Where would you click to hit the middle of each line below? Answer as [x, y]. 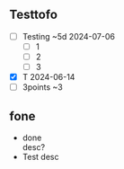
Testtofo [34, 15]
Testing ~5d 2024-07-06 [68, 36]
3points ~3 [42, 87]
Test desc [40, 157]
